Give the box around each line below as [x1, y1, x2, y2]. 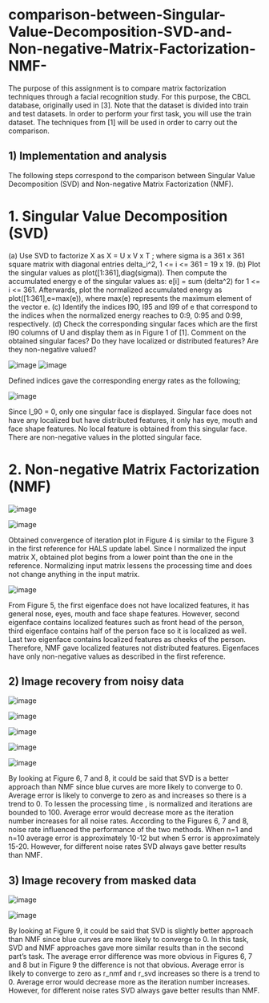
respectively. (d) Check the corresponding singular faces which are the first [8, 319, 258, 328]
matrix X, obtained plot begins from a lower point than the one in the [8, 552, 234, 562]
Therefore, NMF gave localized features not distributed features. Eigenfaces [8, 643, 259, 652]
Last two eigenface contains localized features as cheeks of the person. [8, 634, 247, 644]
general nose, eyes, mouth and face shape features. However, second [8, 608, 240, 619]
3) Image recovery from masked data [8, 873, 197, 887]
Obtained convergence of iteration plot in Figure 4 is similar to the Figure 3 [8, 535, 255, 545]
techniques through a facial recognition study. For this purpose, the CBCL [8, 91, 251, 101]
